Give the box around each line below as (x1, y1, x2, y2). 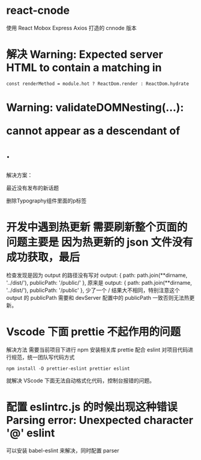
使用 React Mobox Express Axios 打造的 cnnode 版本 (6, 24, 137, 31)
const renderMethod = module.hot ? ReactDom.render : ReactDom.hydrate (6, 81, 189, 87)
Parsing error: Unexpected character (6, 414, 194, 427)
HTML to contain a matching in (6, 61, 162, 75)
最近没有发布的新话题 (6, 184, 59, 191)
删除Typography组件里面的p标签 (6, 197, 87, 205)
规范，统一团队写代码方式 (11, 353, 75, 361)
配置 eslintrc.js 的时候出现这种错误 (6, 400, 178, 414)
